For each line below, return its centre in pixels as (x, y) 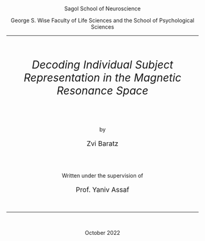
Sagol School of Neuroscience (103, 9)
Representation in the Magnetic (103, 78)
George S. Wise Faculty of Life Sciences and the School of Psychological (103, 21)
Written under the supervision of (103, 176)
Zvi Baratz (103, 143)
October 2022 (103, 233)
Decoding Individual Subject (103, 65)
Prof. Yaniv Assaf (103, 189)
